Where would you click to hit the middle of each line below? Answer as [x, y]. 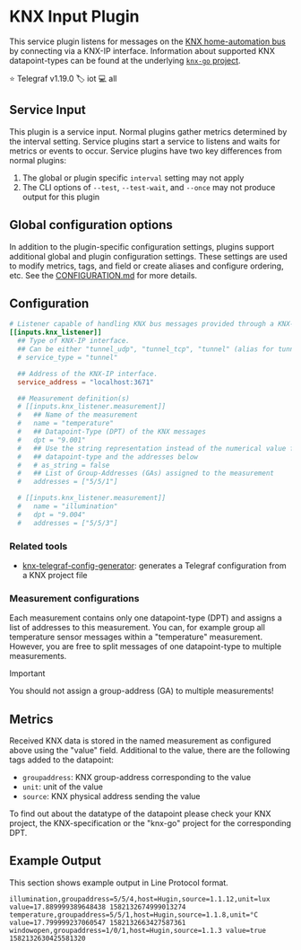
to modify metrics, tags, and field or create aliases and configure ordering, [146, 266]
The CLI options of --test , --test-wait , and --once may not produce [149, 187]
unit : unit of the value [62, 787]
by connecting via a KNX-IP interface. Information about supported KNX [142, 50]
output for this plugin [61, 197]
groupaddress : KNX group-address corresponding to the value [137, 778]
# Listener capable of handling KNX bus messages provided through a [142, 324]
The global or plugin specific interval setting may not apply [133, 178]
